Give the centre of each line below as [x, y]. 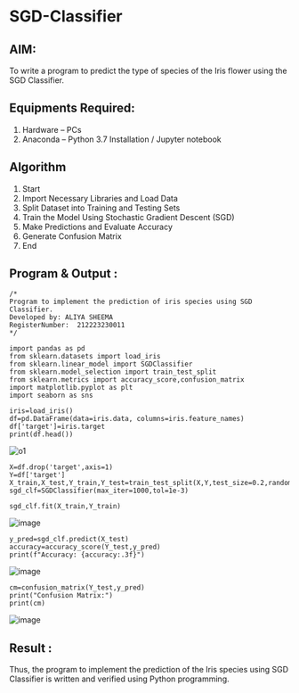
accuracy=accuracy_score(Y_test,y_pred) [85, 547]
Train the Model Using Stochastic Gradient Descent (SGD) [128, 217]
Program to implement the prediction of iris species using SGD [131, 302]
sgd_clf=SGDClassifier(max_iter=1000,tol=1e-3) [99, 491]
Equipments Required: [72, 108]
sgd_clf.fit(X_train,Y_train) [65, 507]
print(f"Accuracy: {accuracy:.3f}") [77, 555]
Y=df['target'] [37, 475]
